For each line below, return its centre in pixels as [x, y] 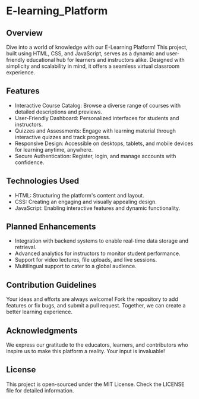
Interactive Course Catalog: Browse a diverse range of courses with [98, 105]
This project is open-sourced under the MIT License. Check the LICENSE [96, 384]
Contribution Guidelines [51, 285]
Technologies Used [42, 181]
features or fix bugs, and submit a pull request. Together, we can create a [96, 306]
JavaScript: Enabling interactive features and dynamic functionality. [97, 208]
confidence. [29, 162]
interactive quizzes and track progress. [63, 137]
